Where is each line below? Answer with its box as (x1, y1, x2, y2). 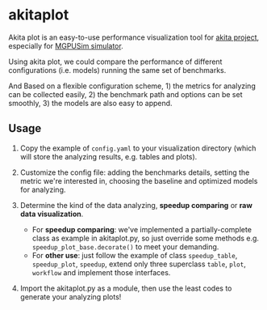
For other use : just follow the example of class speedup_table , (31, 250, 238, 260)
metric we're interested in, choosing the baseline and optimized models (19, 176, 258, 185)
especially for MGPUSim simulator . (8, 40, 123, 50)
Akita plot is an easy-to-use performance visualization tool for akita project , (8, 32, 260, 42)
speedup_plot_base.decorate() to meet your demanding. (31, 241, 219, 252)
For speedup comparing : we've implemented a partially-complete (31, 224, 252, 234)
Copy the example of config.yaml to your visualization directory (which (19, 143, 257, 153)
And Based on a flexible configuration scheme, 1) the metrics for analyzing (8, 81, 256, 91)
